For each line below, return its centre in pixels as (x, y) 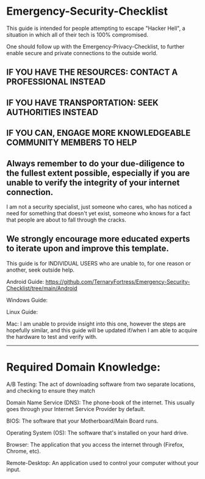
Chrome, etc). (23, 451)
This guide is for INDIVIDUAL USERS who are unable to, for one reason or (99, 263)
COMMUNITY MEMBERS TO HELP (72, 143)
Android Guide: (25, 281)
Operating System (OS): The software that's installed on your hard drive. (97, 433)
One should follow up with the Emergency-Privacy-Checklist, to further (95, 46)
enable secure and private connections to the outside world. (82, 53)
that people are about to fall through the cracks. (66, 220)
